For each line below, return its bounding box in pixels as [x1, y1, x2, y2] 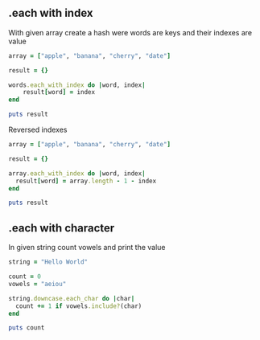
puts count [8, 324, 45, 332]
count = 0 [8, 272, 42, 281]
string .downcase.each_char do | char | [8, 294, 135, 302]
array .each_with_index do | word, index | [8, 169, 147, 178]
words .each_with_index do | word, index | [8, 80, 147, 89]
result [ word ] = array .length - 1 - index [15, 177, 157, 185]
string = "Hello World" [8, 258, 89, 266]
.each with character [8, 221, 115, 235]
